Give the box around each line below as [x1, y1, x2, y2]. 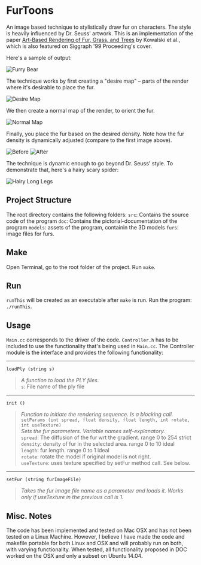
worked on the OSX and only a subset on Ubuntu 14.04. [6, 552, 143, 559]
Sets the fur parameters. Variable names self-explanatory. [20, 428, 166, 435]
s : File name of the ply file [20, 383, 85, 390]
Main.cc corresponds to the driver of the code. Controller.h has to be [6, 336, 179, 343]
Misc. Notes [6, 510, 52, 521]
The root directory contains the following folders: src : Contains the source [6, 211, 189, 218]
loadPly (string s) [6, 366, 55, 372]
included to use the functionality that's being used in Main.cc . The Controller [6, 343, 194, 350]
